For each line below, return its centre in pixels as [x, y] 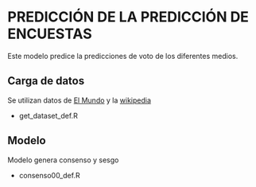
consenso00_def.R [49, 175]
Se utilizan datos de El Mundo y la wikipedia [80, 100]
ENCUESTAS [50, 34]
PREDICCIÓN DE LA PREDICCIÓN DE [128, 17]
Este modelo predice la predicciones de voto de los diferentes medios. [123, 56]
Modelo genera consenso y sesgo [63, 160]
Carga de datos [46, 81]
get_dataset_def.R [48, 115]
